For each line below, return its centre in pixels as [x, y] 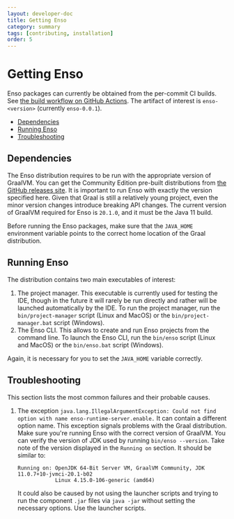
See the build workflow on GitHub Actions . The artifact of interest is [104, 101]
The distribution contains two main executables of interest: [92, 279]
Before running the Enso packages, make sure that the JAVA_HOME [100, 226]
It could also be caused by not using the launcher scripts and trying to [118, 493]
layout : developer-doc [40, 14]
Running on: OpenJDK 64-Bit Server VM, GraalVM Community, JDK [111, 468]
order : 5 [20, 40]
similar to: [31, 455]
